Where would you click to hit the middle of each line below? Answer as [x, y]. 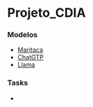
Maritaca [30, 50]
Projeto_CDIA [46, 13]
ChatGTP [30, 57]
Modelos [22, 35]
